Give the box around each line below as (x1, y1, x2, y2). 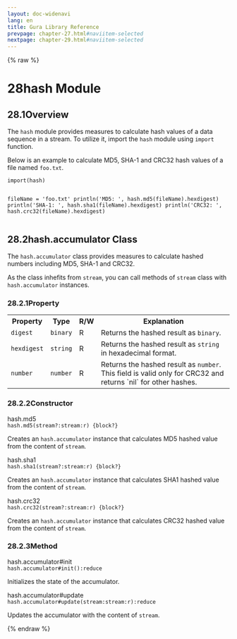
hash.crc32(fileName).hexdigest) (7, 208, 106, 215)
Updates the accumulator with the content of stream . (7, 611, 160, 619)
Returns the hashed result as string (101, 339, 220, 349)
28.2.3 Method (7, 541, 58, 551)
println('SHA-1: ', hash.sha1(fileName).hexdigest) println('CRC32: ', (7, 202, 222, 209)
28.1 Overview (7, 109, 69, 121)
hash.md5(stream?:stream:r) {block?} (7, 422, 119, 429)
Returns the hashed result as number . (101, 360, 221, 370)
